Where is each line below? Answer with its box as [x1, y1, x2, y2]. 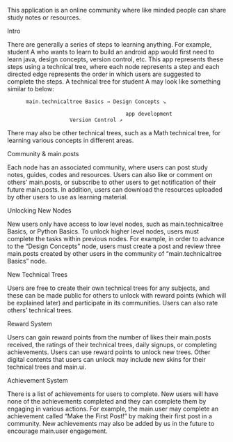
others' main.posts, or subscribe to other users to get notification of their [7, 178, 216, 186]
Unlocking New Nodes [7, 206, 72, 215]
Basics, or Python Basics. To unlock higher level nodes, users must [7, 227, 200, 236]
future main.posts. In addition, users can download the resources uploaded [7, 185, 223, 194]
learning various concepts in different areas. [7, 136, 134, 144]
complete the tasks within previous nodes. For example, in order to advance [7, 235, 225, 243]
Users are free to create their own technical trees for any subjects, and [7, 284, 210, 292]
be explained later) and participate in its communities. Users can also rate [7, 299, 218, 307]
